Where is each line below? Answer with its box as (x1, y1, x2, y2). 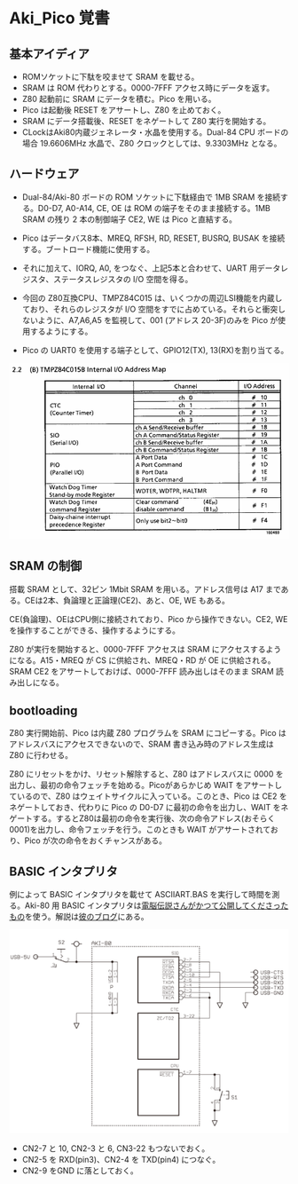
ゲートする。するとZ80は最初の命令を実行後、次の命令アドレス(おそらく (9, 813, 276, 824)
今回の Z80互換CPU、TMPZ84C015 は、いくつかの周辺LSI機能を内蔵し (21, 292, 283, 303)
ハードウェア (9, 166, 80, 182)
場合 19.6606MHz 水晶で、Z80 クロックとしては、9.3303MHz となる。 (21, 138, 282, 148)
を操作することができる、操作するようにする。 (9, 625, 180, 635)
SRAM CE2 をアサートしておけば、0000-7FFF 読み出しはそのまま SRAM (9, 666, 274, 676)
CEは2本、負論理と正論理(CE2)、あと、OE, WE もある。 (24, 595, 231, 605)
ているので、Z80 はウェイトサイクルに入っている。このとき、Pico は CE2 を (9, 791, 288, 801)
